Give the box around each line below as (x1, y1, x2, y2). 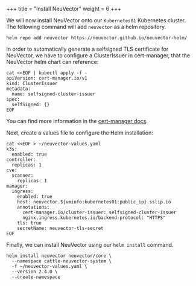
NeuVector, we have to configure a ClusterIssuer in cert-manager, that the (6, 52, 191, 59)
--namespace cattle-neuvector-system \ (11, 258, 112, 264)
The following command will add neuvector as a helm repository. (6, 24, 166, 30)
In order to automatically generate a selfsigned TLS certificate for (6, 45, 169, 52)
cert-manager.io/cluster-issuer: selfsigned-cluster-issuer (22, 209, 177, 215)
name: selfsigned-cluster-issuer (11, 91, 96, 97)
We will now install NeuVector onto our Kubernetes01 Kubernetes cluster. (6, 17, 186, 24)
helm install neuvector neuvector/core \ (6, 253, 112, 259)
